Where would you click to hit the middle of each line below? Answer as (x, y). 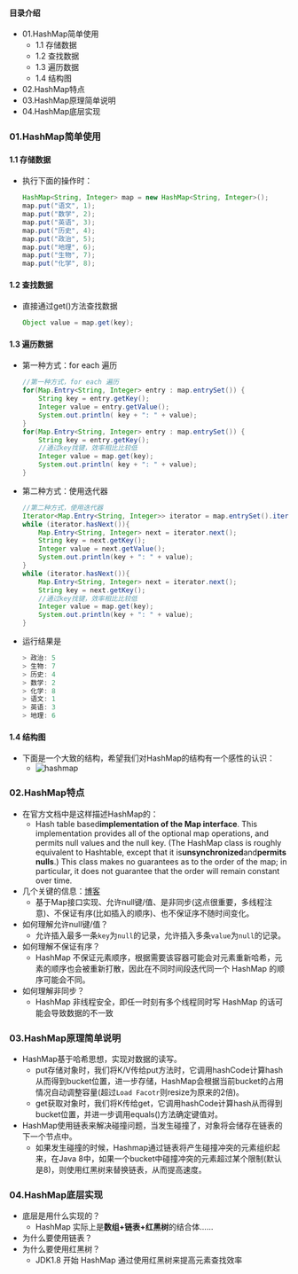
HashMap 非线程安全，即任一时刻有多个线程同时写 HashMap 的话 (155, 1002)
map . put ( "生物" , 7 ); (59, 255)
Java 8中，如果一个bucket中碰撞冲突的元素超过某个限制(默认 (170, 1158)
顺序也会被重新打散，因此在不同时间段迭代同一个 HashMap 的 (164, 968)
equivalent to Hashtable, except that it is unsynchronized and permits (161, 852)
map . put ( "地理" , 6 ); (59, 247)
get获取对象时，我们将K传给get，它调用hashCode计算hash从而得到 (159, 1103)
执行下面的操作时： (57, 181)
